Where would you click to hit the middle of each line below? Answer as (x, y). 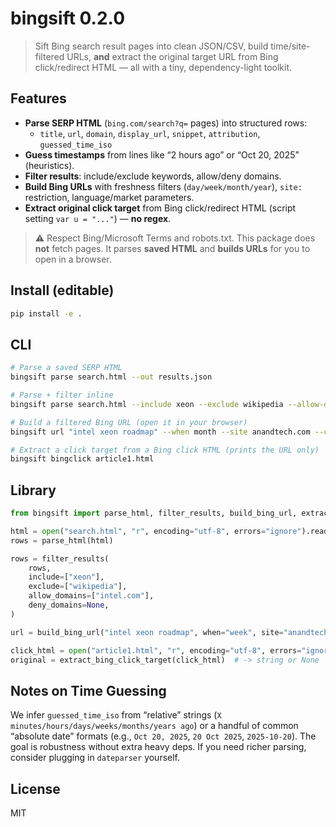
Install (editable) (62, 290)
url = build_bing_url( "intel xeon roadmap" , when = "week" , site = (147, 632)
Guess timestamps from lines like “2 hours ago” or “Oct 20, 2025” (162, 154)
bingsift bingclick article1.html (82, 459)
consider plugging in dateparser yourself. (95, 758)
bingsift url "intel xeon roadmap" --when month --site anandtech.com (160, 432)
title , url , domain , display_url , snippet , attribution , (150, 133)
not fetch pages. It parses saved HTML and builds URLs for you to (172, 248)
